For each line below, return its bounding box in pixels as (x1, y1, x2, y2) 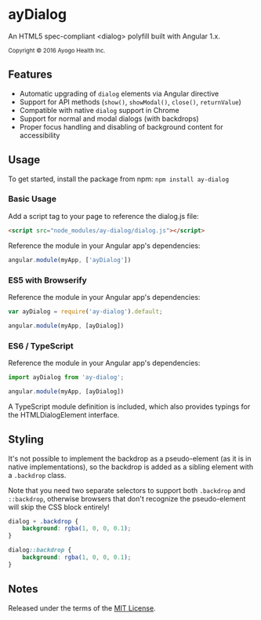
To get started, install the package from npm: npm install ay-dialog (8, 174, 230, 184)
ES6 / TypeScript (8, 340, 74, 351)
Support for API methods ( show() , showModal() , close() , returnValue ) (19, 97, 241, 107)
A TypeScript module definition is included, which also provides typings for (8, 402, 251, 411)
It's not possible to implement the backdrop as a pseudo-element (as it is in (8, 454, 252, 463)
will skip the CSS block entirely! (8, 502, 110, 512)
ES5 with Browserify (8, 275, 88, 286)
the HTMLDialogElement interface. (8, 410, 120, 419)
